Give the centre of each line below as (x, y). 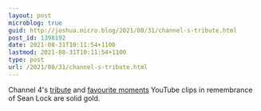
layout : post (30, 15)
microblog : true (35, 23)
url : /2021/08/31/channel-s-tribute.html (78, 67)
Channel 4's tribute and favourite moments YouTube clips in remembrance (130, 90)
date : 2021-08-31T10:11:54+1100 (62, 45)
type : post (26, 60)
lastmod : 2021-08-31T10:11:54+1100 (67, 52)
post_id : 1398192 (37, 38)
